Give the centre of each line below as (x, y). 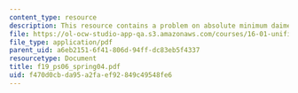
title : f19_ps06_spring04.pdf (65, 67)
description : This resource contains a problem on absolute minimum (138, 26)
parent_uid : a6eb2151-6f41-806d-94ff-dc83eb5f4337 (105, 50)
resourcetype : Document (53, 58)
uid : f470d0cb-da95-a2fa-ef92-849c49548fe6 (91, 75)
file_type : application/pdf (61, 42)
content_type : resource (53, 17)
